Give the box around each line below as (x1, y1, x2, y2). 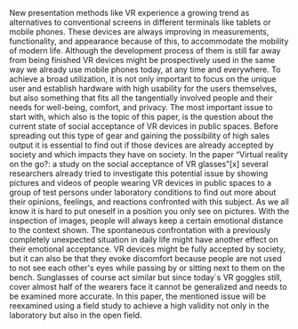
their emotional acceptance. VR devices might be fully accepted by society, (9, 244, 286, 254)
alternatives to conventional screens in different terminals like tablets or (9, 17, 271, 28)
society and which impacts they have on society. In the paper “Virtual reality (9, 149, 289, 159)
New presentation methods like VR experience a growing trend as (9, 8, 250, 18)
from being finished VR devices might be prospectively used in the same (9, 55, 276, 65)
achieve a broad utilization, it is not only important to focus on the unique (9, 74, 277, 84)
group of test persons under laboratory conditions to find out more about (9, 187, 277, 197)
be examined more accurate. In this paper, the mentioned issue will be (9, 291, 267, 301)
